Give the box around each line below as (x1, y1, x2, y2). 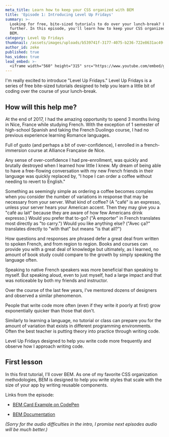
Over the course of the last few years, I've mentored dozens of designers (5, 287, 157, 293)
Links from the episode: (5, 392, 54, 398)
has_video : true (5, 54, 39, 59)
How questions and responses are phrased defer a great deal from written (5, 235, 159, 241)
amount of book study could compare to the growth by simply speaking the (5, 252, 161, 258)
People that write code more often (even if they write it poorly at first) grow (5, 302, 161, 308)
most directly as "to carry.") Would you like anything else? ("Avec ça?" (5, 220, 150, 226)
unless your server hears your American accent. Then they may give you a (5, 204, 160, 210)
